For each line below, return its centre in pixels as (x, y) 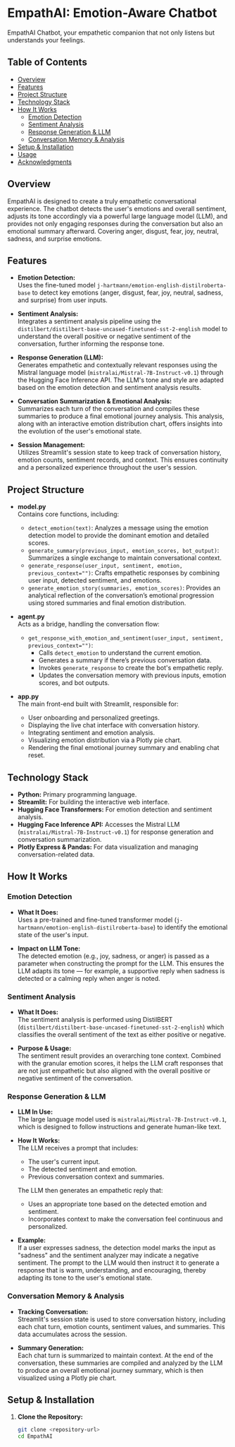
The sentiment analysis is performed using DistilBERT (95, 1019)
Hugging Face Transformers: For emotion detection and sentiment (115, 809)
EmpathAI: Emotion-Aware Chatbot (112, 13)
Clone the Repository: (50, 1417)
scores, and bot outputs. (74, 683)
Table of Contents (47, 62)
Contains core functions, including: (68, 514)
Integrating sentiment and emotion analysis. (91, 733)
